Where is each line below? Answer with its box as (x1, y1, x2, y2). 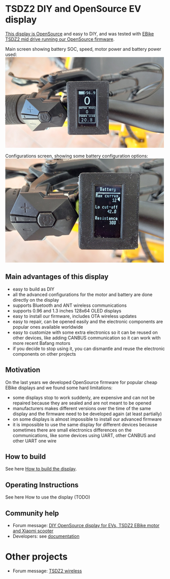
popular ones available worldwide (12, 324, 83, 330)
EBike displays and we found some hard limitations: (5, 385, 113, 391)
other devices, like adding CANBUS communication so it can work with (12, 334, 161, 341)
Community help (5, 509, 59, 517)
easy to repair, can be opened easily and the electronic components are (12, 319, 163, 325)
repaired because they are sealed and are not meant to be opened (12, 400, 151, 406)
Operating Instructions (5, 480, 79, 489)
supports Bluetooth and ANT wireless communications (12, 302, 127, 308)
